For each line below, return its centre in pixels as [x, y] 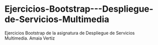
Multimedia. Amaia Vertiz [30, 38]
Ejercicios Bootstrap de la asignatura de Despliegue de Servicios [70, 33]
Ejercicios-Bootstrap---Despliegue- [79, 9]
